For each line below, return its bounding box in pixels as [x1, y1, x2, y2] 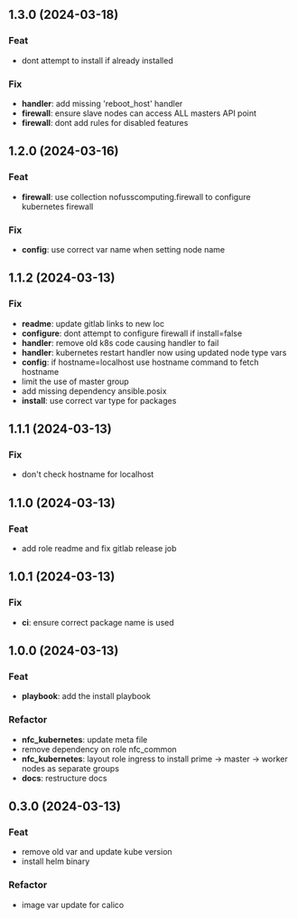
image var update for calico [21, 899, 125, 910]
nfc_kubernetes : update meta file [21, 733, 148, 745]
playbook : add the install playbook [21, 691, 151, 702]
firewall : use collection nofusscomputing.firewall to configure [21, 191, 251, 202]
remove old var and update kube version [21, 847, 172, 857]
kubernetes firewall [21, 201, 94, 212]
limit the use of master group [21, 376, 130, 387]
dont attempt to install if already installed [21, 54, 173, 66]
